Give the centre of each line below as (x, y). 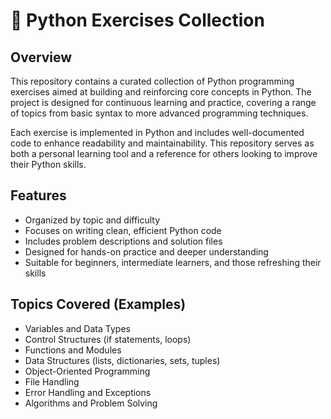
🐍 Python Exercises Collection (137, 20)
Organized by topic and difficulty (92, 220)
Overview (41, 57)
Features (38, 195)
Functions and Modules (73, 350)
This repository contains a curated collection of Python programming (152, 81)
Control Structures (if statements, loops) (108, 339)
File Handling (52, 381)
